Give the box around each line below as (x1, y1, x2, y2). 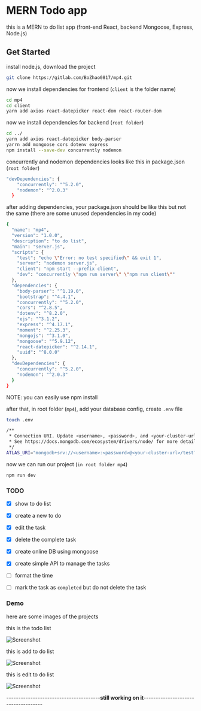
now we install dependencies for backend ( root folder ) (6, 119, 144, 126)
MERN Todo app (6, 4, 88, 17)
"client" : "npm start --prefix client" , (17, 266, 119, 272)
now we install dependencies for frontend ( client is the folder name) (6, 85, 176, 93)
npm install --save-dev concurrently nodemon (6, 147, 121, 153)
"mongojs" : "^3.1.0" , (17, 333, 71, 339)
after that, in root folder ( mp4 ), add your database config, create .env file (6, 405, 183, 412)
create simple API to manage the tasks (14, 560, 110, 567)
